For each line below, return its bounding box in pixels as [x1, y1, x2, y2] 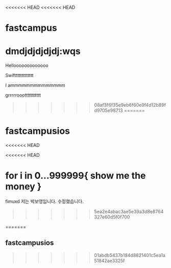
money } [5, 181, 42, 192]
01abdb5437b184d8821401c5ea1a [94, 252, 166, 258]
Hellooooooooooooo [5, 62, 48, 68]
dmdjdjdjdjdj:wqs [5, 45, 81, 57]
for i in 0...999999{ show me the [5, 170, 146, 182]
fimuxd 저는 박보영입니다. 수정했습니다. [5, 199, 84, 204]
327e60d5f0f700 [94, 214, 130, 220]
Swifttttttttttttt [5, 72, 34, 79]
